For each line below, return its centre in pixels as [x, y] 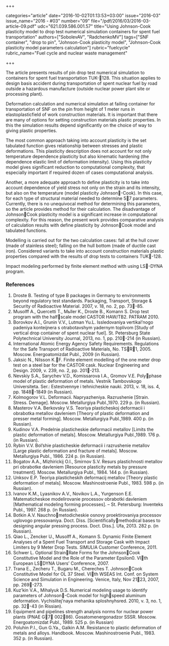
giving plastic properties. [31, 131]
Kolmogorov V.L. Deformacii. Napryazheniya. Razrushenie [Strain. [81, 397]
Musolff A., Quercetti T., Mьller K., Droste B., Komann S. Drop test [81, 312]
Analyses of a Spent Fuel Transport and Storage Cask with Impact [81, 542]
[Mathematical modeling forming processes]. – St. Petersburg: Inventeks [88, 504]
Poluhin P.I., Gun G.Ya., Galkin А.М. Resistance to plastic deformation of [87, 628]
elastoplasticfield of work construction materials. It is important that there [82, 114]
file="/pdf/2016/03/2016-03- [121, 21]
